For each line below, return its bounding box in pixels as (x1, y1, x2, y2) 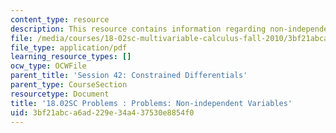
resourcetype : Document (10, 89, 110, 99)
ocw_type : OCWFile (10, 61, 87, 71)
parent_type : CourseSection (10, 80, 128, 90)
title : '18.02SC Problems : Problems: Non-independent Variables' (10, 98, 293, 108)
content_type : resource (10, 14, 110, 25)
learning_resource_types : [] (10, 52, 132, 62)
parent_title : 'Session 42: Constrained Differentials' (10, 71, 248, 81)
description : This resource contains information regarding (10, 24, 267, 34)
